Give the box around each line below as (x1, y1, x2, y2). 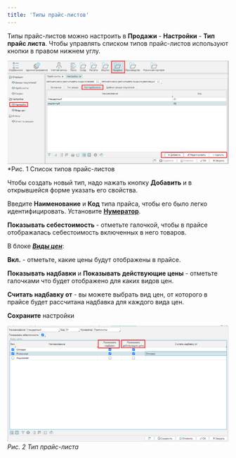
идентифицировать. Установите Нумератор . (7, 207, 141, 216)
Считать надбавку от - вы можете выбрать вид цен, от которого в (7, 290, 208, 299)
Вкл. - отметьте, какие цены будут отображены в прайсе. (7, 256, 181, 264)
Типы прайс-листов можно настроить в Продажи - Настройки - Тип (7, 32, 216, 40)
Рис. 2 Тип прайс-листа (7, 442, 79, 451)
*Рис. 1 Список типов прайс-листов (7, 165, 115, 173)
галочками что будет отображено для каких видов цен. (7, 277, 174, 285)
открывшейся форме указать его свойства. (7, 186, 138, 194)
